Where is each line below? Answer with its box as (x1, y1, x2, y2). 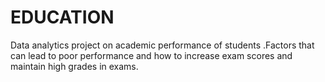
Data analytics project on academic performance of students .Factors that (10, 39, 315, 51)
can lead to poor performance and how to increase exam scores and (10, 49, 293, 61)
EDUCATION (10, 6, 115, 29)
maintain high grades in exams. (10, 60, 139, 72)
